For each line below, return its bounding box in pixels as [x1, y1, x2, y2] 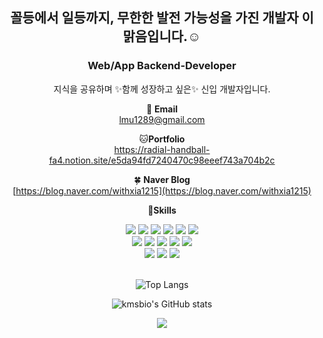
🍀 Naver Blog [133, 173, 191, 185]
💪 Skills [147, 204, 177, 216]
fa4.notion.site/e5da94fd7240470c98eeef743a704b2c [48, 154, 276, 166]
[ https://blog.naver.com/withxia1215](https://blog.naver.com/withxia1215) [12, 184, 312, 197]
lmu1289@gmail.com [118, 113, 206, 125]
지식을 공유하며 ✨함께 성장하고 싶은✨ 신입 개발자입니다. [53, 83, 271, 95]
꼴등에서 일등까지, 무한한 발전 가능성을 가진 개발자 [10, 9, 299, 27]
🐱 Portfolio [138, 133, 186, 145]
